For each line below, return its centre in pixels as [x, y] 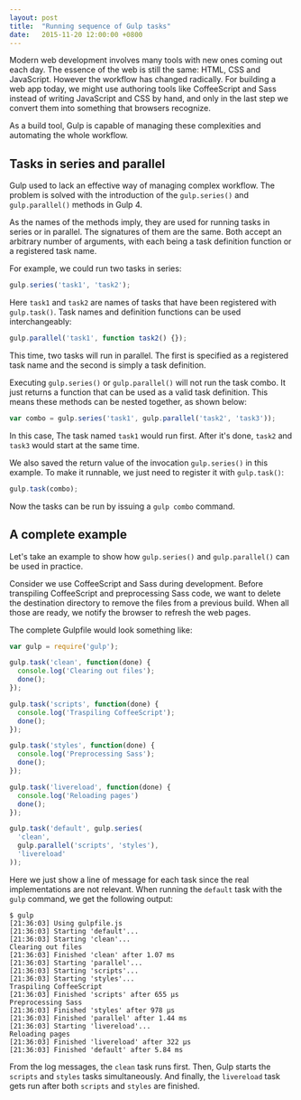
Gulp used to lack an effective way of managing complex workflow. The [142, 185]
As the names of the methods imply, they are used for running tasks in [140, 222]
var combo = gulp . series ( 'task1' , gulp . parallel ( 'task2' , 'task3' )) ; [143, 418]
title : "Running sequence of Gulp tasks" [90, 26]
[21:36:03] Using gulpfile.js [66, 923]
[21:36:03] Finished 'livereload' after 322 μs [100, 1042]
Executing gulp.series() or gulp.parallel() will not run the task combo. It [148, 382]
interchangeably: [41, 322]
